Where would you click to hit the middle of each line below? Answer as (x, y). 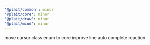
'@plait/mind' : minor (27, 23)
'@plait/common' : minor (29, 10)
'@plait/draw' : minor (27, 19)
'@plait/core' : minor (27, 14)
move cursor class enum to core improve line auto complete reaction (75, 38)
